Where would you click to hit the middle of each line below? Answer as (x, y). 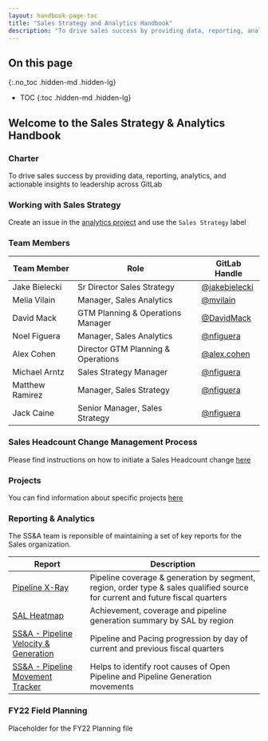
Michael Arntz (39, 372)
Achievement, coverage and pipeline (158, 611)
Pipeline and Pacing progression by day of (169, 639)
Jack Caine (33, 413)
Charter (24, 158)
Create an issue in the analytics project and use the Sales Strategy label (127, 222)
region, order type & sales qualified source (169, 587)
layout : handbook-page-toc (53, 16)
